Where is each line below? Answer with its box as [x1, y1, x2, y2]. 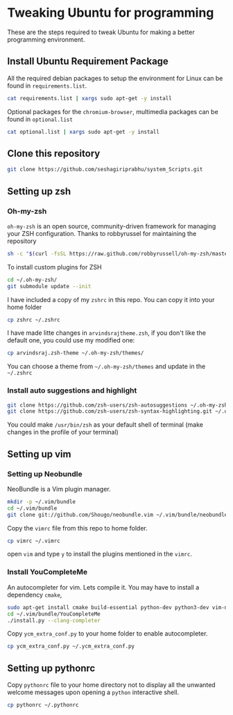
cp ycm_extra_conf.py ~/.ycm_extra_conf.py [7, 643, 135, 650]
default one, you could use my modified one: [7, 336, 135, 345]
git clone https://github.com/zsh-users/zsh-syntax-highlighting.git [7, 408, 213, 415]
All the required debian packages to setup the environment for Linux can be [7, 74, 223, 82]
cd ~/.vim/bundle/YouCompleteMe [7, 611, 101, 618]
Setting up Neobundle [7, 469, 83, 478]
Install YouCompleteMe [7, 567, 88, 577]
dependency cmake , [7, 590, 62, 599]
